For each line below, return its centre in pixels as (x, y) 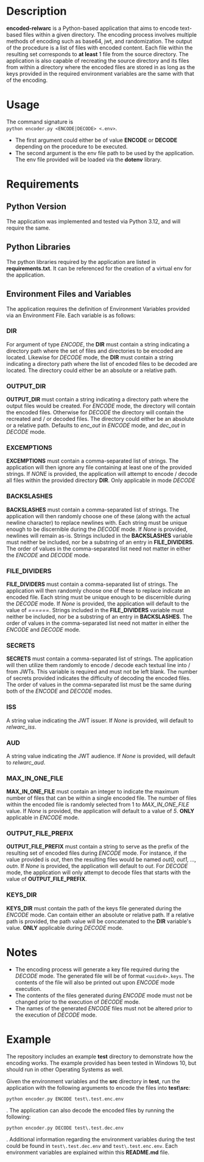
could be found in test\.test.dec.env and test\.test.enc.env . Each (92, 1146)
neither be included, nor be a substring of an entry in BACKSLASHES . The (100, 616)
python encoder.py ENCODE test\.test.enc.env (65, 1099)
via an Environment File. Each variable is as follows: (71, 315)
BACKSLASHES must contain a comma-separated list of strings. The (93, 510)
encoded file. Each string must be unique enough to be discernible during (99, 597)
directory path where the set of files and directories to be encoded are (95, 351)
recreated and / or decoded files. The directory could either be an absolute (100, 419)
